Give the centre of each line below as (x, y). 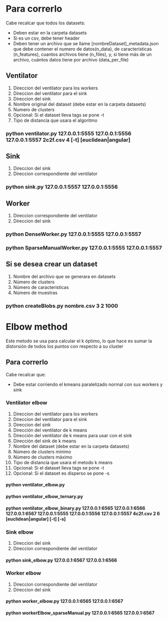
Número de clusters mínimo (42, 451)
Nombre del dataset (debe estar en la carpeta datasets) (71, 446)
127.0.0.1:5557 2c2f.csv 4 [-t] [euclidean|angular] (68, 140)
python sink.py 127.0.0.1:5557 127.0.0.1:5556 (62, 187)
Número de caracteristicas (41, 287)
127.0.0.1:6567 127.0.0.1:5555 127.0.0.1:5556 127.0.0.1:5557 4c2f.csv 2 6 (83, 513)
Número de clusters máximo (43, 457)
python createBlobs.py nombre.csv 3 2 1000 (62, 306)
